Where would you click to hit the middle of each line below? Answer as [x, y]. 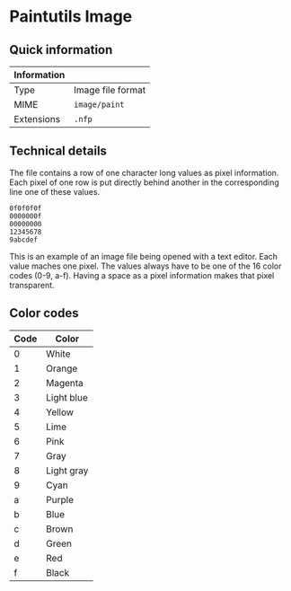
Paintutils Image [71, 17]
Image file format [110, 90]
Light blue [67, 397]
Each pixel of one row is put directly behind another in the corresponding [145, 182]
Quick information [61, 50]
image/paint [99, 105]
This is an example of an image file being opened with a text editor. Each [144, 256]
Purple [60, 499]
